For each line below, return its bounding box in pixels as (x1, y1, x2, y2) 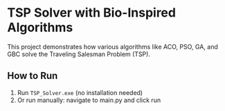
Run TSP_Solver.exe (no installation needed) (17, 88, 143, 96)
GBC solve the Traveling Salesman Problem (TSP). (7, 50, 151, 58)
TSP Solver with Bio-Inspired (7, 5, 177, 21)
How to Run (7, 70, 58, 82)
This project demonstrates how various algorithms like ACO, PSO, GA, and (7, 42, 218, 51)
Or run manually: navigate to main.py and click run (17, 96, 161, 104)
